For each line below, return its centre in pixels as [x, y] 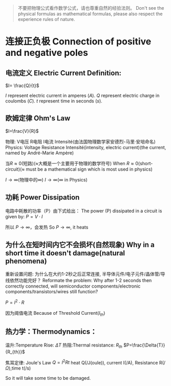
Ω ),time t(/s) [18, 368]
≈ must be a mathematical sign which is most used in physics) [87, 169]
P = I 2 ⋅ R [15, 302]
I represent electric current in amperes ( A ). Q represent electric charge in [82, 95]
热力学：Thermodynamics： [51, 332]
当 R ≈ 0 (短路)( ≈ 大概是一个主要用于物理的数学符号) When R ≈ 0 [72, 163]
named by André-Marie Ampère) [40, 153]
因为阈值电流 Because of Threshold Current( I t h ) [55, 314]
